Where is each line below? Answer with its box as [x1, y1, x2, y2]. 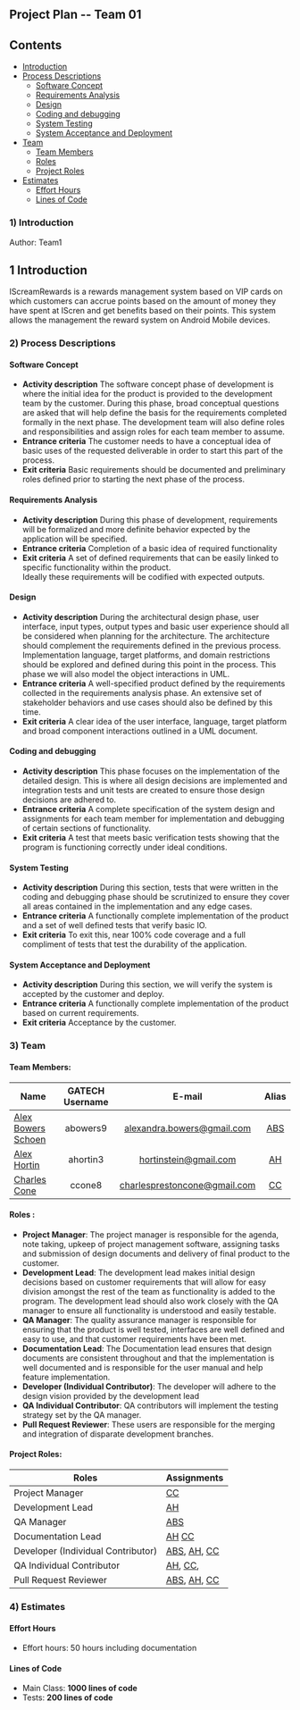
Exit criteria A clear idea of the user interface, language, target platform [21, 716, 287, 726]
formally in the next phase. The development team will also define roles [21, 417, 286, 428]
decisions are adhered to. [21, 794, 117, 805]
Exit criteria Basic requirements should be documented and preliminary [21, 465, 286, 475]
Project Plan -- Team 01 [9, 7, 142, 22]
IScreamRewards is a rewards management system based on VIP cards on [9, 286, 283, 298]
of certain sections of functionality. [21, 823, 152, 834]
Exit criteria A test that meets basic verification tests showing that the [21, 833, 279, 843]
